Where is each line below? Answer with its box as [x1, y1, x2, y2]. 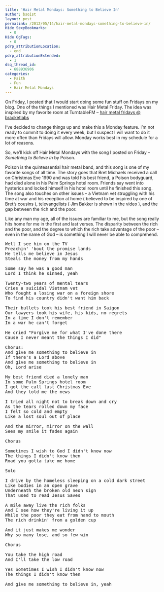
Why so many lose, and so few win [5, 532, 89, 538]
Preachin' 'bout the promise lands [5, 246, 91, 252]
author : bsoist [5, 12, 36, 17]
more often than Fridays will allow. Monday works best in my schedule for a [5, 134, 158, 141]
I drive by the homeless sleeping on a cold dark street [5, 478, 146, 483]
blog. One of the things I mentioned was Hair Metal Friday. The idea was [5, 104, 152, 110]
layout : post [5, 16, 32, 21]
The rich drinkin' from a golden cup [5, 517, 97, 523]
